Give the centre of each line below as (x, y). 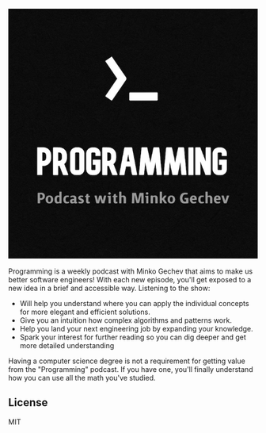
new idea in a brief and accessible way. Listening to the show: (109, 288)
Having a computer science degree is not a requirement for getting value (127, 361)
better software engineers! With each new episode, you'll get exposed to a (130, 280)
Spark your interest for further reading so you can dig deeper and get (133, 337)
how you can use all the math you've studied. (82, 378)
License (28, 402)
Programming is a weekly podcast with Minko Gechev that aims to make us (131, 271)
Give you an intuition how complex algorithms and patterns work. (125, 320)
